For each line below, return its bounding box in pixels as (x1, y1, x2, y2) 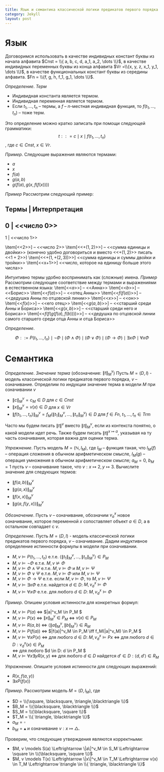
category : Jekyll (5, 12, 41, 17)
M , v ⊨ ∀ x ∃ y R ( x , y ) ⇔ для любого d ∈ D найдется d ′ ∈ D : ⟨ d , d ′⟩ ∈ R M (12, 653, 159, 660)
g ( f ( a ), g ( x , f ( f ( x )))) (12, 182, 50, 187)
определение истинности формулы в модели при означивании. (5, 544, 138, 549)
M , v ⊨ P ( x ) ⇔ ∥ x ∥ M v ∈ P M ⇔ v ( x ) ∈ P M (12, 614, 97, 622)
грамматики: (5, 125, 32, 131)
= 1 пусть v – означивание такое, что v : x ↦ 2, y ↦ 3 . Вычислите (5, 464, 139, 469)
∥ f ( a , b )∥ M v (12, 478, 34, 486)
